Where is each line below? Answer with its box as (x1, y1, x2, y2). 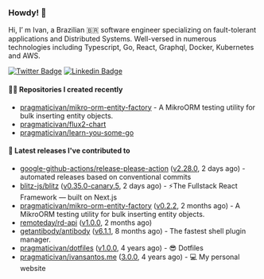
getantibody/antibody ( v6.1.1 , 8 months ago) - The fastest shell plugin (19, 226, 247, 235)
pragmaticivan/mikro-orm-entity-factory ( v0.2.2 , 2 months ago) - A (19, 200, 241, 210)
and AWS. (8, 51, 41, 60)
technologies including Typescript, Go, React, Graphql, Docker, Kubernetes (8, 43, 254, 52)
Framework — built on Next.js (19, 192, 118, 202)
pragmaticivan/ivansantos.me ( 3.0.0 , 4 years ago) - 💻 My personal (19, 252, 240, 262)
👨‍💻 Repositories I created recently (8, 84, 123, 94)
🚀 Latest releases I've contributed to (8, 146, 130, 156)
